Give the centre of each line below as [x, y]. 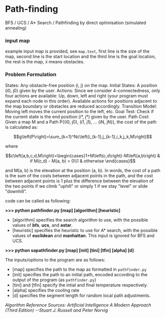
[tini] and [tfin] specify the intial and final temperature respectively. [80, 285]
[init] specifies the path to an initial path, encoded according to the [80, 274]
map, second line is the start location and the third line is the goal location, [81, 57]
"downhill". [16, 191]
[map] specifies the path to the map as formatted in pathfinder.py [79, 269]
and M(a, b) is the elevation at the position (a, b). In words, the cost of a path [83, 170]
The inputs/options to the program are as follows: [55, 260]
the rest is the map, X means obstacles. [45, 62]
